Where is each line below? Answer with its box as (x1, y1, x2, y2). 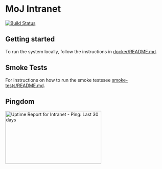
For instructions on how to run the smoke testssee (5, 77, 111, 83)
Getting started (5, 35, 55, 44)
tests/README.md (5, 82, 44, 89)
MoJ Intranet (5, 3, 61, 15)
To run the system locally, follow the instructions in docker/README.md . (5, 48, 157, 54)
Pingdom (5, 97, 35, 105)
